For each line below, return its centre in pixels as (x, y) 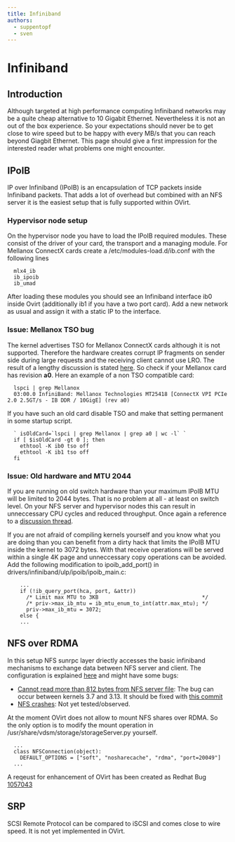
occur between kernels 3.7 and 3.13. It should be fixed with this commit (120, 696)
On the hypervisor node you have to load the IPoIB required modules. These (117, 236)
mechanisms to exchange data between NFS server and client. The (105, 668)
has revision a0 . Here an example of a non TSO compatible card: (101, 375)
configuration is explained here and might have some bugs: (93, 675)
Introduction (35, 94)
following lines (28, 258)
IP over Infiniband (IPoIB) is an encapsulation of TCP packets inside (105, 188)
